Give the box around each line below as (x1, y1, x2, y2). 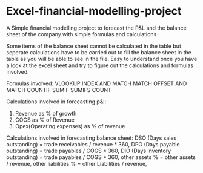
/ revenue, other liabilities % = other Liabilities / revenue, (6, 160, 147, 167)
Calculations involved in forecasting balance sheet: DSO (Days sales (6, 134, 177, 142)
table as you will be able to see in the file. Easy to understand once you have (6, 55, 198, 62)
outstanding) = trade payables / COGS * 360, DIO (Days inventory (6, 147, 171, 154)
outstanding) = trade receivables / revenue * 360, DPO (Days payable (6, 140, 180, 148)
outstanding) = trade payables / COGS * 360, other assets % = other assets (6, 153, 196, 161)
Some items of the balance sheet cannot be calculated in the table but (6, 42, 182, 50)
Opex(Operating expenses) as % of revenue (15, 122, 125, 129)
